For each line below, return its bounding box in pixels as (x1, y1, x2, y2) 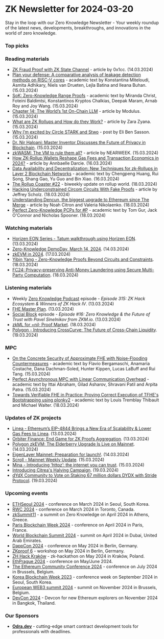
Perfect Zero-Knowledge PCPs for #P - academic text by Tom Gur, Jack (12, 207, 158, 213)
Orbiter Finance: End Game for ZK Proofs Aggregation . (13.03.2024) (12, 436, 149, 442)
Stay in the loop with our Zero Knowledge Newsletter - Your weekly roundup (5, 20, 159, 25)
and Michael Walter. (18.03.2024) (12, 402, 79, 408)
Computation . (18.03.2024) (24, 272, 79, 278)
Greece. (12, 516, 28, 522)
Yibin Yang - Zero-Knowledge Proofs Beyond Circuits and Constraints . (12, 256, 154, 263)
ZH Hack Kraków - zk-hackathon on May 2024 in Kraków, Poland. (12, 553, 145, 559)
